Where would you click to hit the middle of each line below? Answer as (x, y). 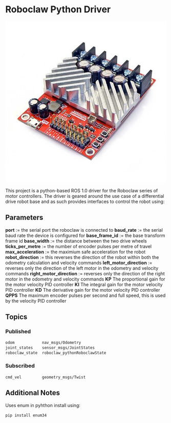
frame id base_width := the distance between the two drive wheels (76, 241)
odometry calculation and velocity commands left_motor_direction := (79, 263)
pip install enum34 (26, 415)
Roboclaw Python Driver (58, 9)
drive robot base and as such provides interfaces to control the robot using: (85, 202)
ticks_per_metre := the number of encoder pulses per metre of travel (79, 246)
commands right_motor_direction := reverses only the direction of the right (85, 273)
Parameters (24, 218)
